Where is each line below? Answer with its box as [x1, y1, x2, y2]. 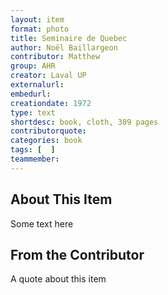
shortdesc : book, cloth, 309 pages [10, 117, 159, 127]
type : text [10, 107, 56, 118]
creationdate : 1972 [10, 98, 92, 108]
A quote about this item [10, 273, 107, 285]
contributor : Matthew [10, 52, 101, 62]
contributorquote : [10, 126, 87, 136]
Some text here [10, 217, 74, 230]
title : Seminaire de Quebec [10, 33, 128, 43]
